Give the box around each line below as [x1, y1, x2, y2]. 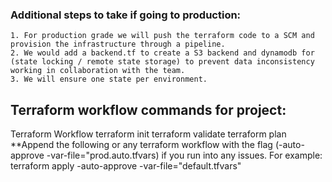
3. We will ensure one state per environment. [10, 74, 208, 85]
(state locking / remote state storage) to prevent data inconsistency [10, 57, 315, 67]
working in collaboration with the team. [10, 66, 186, 76]
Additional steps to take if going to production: [10, 8, 242, 22]
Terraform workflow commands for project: [10, 101, 287, 118]
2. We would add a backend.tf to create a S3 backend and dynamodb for [10, 48, 315, 58]
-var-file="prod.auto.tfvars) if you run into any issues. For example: [46, 149, 323, 162]
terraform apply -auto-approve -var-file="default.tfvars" [10, 160, 242, 172]
